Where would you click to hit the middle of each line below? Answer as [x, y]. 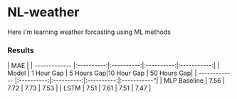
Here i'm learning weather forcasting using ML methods [89, 32]
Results [21, 50]
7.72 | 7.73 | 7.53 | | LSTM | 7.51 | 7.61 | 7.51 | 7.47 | [79, 88]
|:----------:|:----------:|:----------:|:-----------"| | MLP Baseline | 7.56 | [120, 81]
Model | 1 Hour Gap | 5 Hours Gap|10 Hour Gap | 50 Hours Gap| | [102, 73]
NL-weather [43, 12]
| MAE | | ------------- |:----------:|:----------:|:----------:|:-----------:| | [114, 66]
